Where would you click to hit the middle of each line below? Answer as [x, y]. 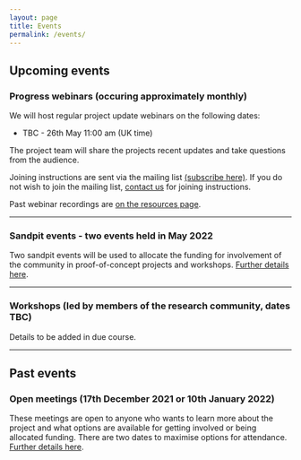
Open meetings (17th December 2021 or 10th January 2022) [142, 398]
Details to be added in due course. [73, 336]
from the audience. [44, 160]
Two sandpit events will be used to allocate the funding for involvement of [146, 256]
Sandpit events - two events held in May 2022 [111, 236]
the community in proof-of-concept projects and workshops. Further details [149, 265]
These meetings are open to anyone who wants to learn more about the [142, 419]
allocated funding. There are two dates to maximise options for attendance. [148, 438]
